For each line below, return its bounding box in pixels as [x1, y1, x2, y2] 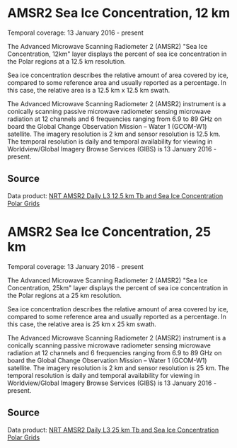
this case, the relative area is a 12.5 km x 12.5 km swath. [7, 86, 170, 94]
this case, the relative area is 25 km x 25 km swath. [7, 320, 157, 328]
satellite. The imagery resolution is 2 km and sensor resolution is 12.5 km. [7, 130, 221, 138]
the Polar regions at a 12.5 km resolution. [7, 57, 126, 65]
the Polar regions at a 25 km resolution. [7, 291, 122, 299]
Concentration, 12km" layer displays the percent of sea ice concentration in [7, 50, 227, 58]
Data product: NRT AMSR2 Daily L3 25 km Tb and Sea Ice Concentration [7, 425, 219, 434]
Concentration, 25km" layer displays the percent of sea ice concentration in [7, 283, 229, 292]
